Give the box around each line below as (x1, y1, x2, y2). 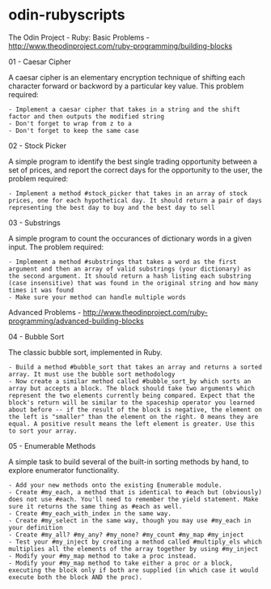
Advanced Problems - (8, 307, 82, 317)
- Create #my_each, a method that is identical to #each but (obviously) (8, 488, 263, 496)
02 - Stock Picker (8, 140, 67, 151)
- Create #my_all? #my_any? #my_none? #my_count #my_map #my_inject (8, 531, 244, 539)
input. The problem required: (8, 241, 104, 252)
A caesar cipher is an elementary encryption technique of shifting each (8, 72, 245, 82)
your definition (8, 523, 63, 531)
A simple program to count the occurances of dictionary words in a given (8, 233, 252, 243)
